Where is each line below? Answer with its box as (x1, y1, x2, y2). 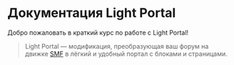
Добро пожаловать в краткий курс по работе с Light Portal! (7, 28, 189, 37)
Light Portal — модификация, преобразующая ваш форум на (24, 42, 209, 50)
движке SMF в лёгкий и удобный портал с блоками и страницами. (24, 49, 228, 58)
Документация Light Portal (7, 5, 176, 21)
